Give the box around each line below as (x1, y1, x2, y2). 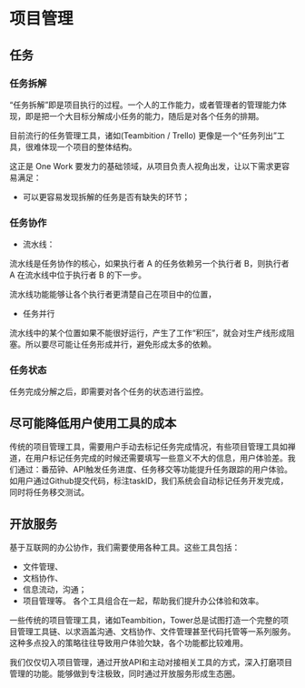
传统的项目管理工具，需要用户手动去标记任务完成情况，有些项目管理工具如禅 (9, 441, 296, 452)
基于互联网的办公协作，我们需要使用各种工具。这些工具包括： (9, 542, 241, 553)
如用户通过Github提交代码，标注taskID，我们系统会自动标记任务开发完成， (9, 475, 289, 487)
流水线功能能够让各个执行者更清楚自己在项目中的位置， (9, 288, 216, 300)
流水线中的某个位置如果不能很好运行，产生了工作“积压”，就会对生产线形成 (9, 328, 288, 339)
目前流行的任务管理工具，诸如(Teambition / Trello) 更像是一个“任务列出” (9, 129, 277, 141)
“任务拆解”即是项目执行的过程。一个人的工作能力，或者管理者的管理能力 (9, 99, 280, 110)
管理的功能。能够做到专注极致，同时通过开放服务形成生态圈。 (9, 668, 241, 679)
